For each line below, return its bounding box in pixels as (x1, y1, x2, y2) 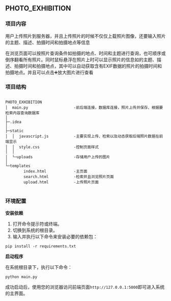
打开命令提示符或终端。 (12, 221, 62, 227)
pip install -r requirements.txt (5, 244, 76, 249)
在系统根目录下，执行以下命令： (5, 264, 72, 270)
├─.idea (5, 119, 22, 124)
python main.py (5, 274, 38, 280)
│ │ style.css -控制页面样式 (5, 144, 99, 149)
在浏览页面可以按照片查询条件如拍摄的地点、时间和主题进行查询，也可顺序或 (5, 50, 166, 56)
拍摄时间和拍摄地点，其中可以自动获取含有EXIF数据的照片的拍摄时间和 (14, 63, 162, 69)
